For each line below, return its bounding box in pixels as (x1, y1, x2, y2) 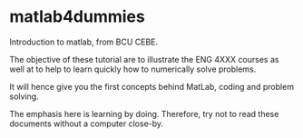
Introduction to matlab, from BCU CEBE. (9, 36, 159, 47)
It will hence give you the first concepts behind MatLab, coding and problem (9, 81, 295, 92)
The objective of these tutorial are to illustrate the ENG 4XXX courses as (9, 54, 279, 64)
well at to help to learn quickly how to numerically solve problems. (9, 64, 257, 74)
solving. (9, 91, 39, 102)
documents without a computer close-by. (9, 118, 164, 129)
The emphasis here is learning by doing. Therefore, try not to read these (9, 108, 279, 119)
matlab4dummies (9, 6, 145, 27)
